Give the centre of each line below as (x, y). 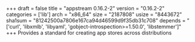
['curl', (14, 26)
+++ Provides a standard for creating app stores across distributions (89, 33)
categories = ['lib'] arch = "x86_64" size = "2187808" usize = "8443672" (94, 14)
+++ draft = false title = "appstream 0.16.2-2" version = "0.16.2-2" (85, 8)
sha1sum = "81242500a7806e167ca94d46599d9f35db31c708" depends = (96, 20)
